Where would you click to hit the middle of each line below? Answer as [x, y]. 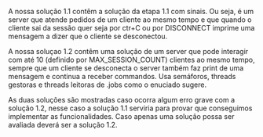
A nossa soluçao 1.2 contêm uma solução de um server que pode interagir [128, 51]
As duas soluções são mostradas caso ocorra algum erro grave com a [122, 100]
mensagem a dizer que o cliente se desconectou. [88, 36]
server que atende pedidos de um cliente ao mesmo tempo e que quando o [130, 20]
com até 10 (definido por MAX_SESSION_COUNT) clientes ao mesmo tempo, [131, 59]
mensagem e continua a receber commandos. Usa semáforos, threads [122, 76]
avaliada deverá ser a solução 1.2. [63, 125]
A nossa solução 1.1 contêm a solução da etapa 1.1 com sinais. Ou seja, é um [131, 11]
